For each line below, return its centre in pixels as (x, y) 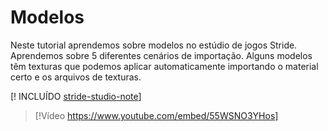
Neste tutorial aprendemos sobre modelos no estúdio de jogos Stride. (154, 45)
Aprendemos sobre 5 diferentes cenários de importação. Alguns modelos (161, 55)
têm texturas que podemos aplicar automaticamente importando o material (164, 66)
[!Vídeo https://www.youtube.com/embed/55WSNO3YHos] (156, 115)
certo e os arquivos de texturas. (76, 77)
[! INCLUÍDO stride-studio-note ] (76, 96)
